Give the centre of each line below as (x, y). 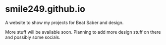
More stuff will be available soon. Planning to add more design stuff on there (83, 32)
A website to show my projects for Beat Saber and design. (64, 22)
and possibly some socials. (33, 37)
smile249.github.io (45, 9)
